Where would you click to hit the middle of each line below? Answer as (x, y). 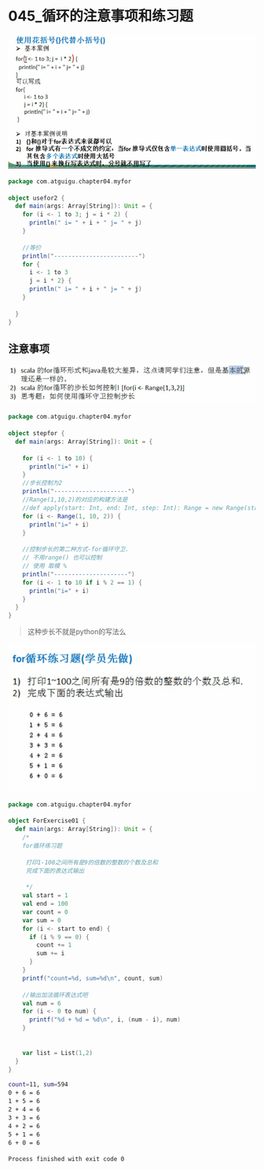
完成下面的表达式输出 (55, 870)
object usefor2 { (37, 198)
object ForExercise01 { (47, 821)
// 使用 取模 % (45, 566)
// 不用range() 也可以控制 (62, 558)
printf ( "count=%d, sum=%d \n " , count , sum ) (93, 978)
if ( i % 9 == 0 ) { (59, 937)
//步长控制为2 (42, 483)
